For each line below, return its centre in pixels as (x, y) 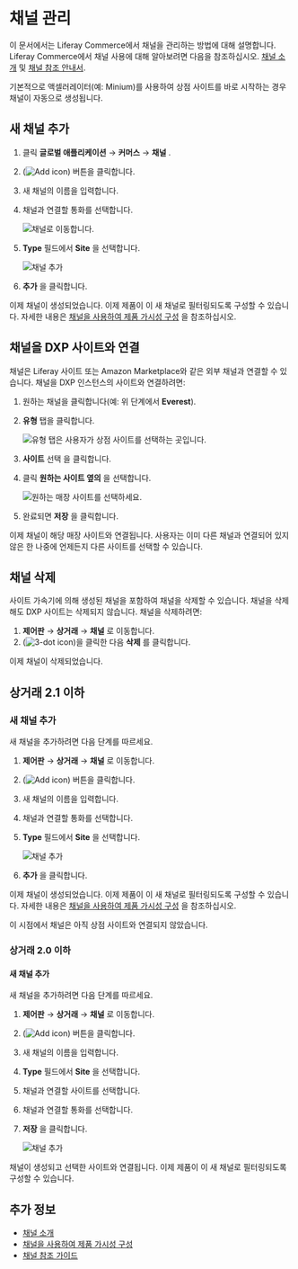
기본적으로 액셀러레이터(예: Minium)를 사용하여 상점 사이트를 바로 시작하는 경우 (148, 86)
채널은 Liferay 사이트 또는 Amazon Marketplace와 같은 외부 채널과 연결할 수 (144, 371)
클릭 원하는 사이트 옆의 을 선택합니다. (87, 478)
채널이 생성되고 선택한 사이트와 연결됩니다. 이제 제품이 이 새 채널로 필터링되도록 (148, 1167)
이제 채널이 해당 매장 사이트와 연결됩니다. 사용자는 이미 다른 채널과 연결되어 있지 (149, 535)
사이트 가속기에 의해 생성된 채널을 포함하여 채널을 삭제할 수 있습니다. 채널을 (141, 601)
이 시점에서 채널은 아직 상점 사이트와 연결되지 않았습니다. (109, 925)
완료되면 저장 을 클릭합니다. (70, 516)
